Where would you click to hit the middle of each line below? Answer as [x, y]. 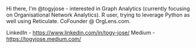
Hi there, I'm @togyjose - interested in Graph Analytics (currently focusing [98, 9]
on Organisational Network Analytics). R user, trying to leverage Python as [98, 15]
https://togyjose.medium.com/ [44, 39]
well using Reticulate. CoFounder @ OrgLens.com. [69, 21]
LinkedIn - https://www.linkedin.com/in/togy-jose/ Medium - [81, 33]
